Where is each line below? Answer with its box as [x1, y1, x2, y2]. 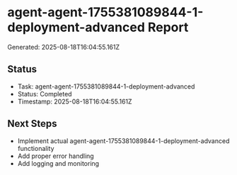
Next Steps [7, 118, 57, 130]
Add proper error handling [17, 152, 94, 160]
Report [147, 19, 189, 35]
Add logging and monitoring [17, 159, 100, 167]
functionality [17, 144, 54, 152]
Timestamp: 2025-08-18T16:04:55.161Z [17, 97, 132, 106]
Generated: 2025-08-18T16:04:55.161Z [7, 43, 120, 51]
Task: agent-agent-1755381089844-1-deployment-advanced [17, 82, 195, 91]
